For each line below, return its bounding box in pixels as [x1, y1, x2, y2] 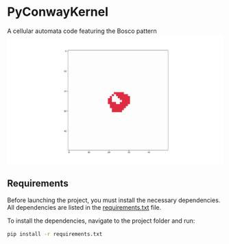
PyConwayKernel [7, 4, 108, 20]
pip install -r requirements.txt [7, 230, 103, 237]
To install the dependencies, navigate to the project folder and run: [7, 217, 195, 225]
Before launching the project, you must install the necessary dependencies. [7, 196, 221, 204]
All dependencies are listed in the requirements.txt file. [7, 203, 162, 211]
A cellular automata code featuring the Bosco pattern [7, 27, 158, 35]
